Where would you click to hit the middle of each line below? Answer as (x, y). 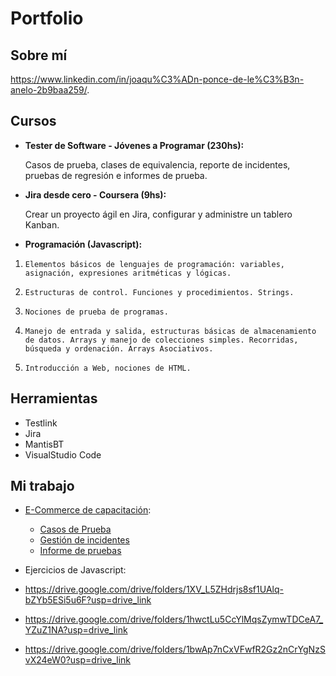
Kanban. (42, 224)
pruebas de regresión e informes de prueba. (116, 175)
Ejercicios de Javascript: (75, 570)
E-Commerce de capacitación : (88, 510)
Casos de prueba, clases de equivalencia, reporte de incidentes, (157, 164)
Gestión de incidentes (84, 540)
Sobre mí (39, 55)
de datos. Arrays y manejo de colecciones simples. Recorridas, (161, 340)
